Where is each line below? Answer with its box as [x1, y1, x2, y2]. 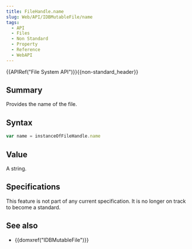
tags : [6, 19, 19, 25]
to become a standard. [6, 203, 61, 211]
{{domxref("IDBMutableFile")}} [14, 236, 89, 243]
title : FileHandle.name [6, 8, 64, 15]
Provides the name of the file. [6, 101, 77, 108]
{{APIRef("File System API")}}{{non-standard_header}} [6, 68, 139, 75]
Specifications [6, 182, 60, 192]
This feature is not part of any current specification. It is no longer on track [6, 197, 186, 204]
